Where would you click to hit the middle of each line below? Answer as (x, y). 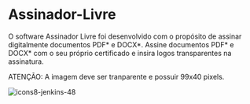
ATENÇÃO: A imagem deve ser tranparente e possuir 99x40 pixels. (116, 76)
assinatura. (26, 61)
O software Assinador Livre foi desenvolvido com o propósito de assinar (125, 36)
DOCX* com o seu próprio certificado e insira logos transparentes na (120, 53)
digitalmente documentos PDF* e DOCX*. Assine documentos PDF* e (121, 44)
